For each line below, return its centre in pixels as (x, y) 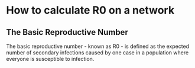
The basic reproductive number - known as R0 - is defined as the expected (98, 46)
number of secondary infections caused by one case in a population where (97, 53)
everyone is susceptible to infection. (50, 59)
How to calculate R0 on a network (90, 10)
